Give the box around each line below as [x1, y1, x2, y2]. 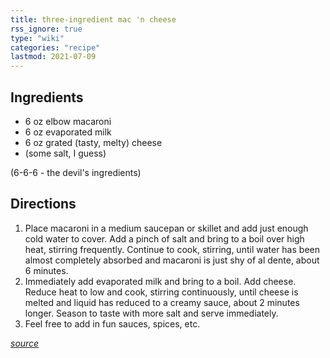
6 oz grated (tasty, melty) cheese [24, 136, 163, 148]
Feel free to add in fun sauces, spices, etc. [24, 317, 201, 330]
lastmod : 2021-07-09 [10, 52, 97, 62]
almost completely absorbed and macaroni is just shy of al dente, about [24, 254, 320, 266]
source [10, 337, 40, 349]
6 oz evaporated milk [24, 126, 112, 138]
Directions [10, 196, 77, 213]
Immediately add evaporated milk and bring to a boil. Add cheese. [24, 275, 297, 287]
